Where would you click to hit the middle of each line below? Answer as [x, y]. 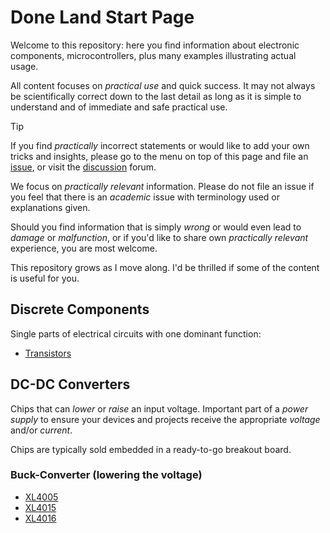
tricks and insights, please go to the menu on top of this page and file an [159, 156]
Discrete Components [80, 309]
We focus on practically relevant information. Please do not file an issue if [162, 186]
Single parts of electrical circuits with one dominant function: [136, 333]
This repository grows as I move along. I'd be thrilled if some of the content [165, 267]
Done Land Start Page [102, 17]
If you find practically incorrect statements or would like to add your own [160, 145]
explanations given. [50, 207]
